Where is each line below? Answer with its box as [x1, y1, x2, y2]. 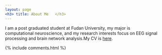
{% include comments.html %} [5, 45, 66, 51]
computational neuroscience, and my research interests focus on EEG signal [5, 30, 158, 36]
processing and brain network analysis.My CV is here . [5, 35, 113, 41]
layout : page [5, 7, 32, 12]
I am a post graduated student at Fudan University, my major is [5, 25, 130, 31]
